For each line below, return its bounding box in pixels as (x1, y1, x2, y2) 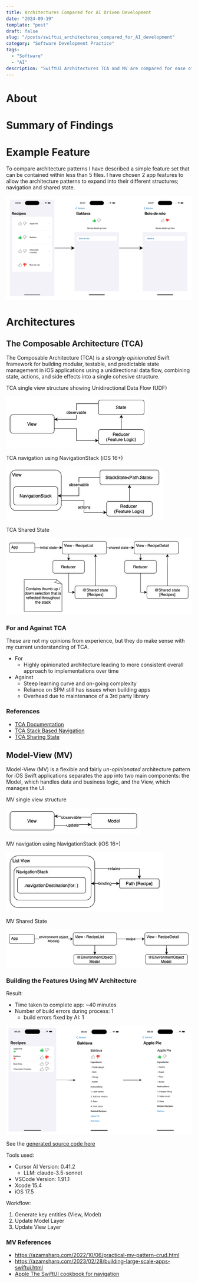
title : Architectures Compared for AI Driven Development (6, 9, 151, 15)
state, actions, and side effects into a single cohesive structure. (6, 373, 160, 380)
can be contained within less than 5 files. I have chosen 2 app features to (6, 171, 184, 178)
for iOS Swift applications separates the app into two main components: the (6, 772, 190, 779)
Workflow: (6, 1200, 31, 1207)
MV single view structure (6, 796, 67, 803)
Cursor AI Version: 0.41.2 (14, 1163, 75, 1170)
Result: (6, 990, 23, 997)
